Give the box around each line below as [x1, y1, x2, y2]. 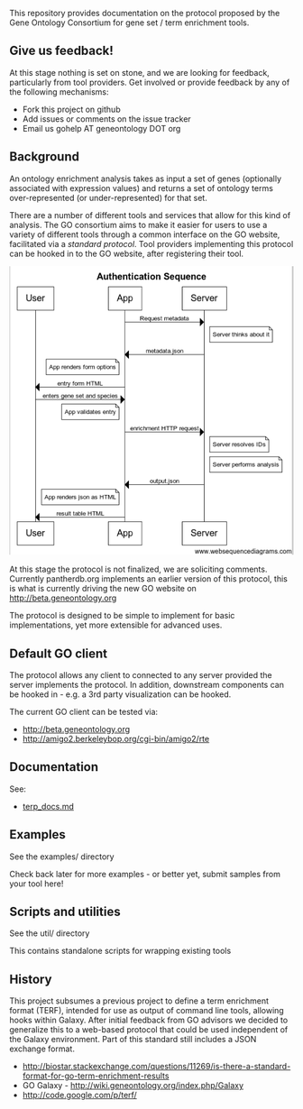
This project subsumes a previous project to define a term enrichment [9, 995, 269, 1006]
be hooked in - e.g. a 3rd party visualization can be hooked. [9, 689, 232, 700]
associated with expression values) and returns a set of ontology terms [9, 182, 273, 193]
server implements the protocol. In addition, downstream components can [9, 679, 284, 690]
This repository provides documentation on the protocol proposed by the [9, 8, 280, 18]
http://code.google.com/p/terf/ [22, 1090, 137, 1101]
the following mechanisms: [9, 86, 109, 97]
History [9, 971, 52, 986]
